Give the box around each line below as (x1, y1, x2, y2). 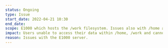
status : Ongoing (5, 7, 39, 12)
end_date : (5, 21, 26, 26)
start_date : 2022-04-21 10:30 (5, 16, 68, 21)
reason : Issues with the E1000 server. (5, 35, 88, 40)
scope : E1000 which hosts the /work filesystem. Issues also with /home (5, 26, 160, 31)
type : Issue (5, 12, 30, 17)
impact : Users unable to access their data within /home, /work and (5, 30, 151, 35)
